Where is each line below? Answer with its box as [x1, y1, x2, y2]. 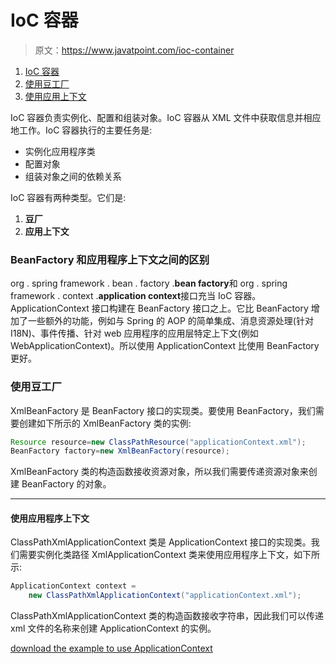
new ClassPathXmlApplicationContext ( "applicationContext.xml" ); [28, 591, 302, 601]
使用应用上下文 [24, 90, 87, 102]
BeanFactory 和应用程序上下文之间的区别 [10, 252, 210, 266]
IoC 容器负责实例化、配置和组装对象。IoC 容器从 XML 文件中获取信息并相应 [10, 111, 322, 123]
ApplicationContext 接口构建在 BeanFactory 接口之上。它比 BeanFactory [10, 302, 309, 315]
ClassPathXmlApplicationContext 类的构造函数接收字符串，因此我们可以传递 [10, 610, 324, 622]
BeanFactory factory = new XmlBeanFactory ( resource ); [10, 446, 230, 456]
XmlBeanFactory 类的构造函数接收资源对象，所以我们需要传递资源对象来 [10, 466, 309, 478]
